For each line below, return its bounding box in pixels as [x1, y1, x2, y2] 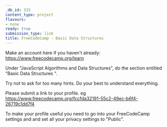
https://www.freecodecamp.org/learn [5, 55, 84, 61]
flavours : [5, 17, 27, 22]
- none [5, 21, 19, 27]
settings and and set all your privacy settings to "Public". [5, 116, 124, 122]
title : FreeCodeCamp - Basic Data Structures [5, 36, 104, 41]
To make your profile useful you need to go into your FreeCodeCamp [5, 110, 150, 117]
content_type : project [5, 12, 54, 17]
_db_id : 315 [5, 7, 31, 13]
